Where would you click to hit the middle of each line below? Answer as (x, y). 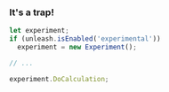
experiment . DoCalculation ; (59, 79)
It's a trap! (32, 12)
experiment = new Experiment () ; (77, 47)
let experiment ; (39, 31)
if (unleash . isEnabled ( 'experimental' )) (85, 39)
